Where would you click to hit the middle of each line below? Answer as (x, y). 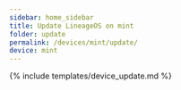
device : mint (34, 51)
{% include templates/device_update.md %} (91, 76)
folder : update (38, 34)
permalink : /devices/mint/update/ (74, 42)
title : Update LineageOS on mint (72, 26)
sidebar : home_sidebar (52, 17)
